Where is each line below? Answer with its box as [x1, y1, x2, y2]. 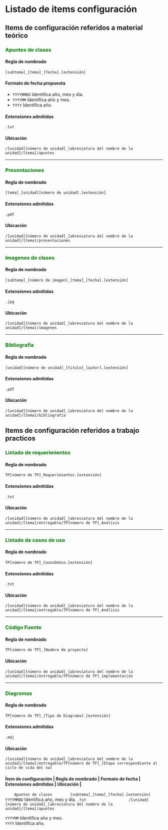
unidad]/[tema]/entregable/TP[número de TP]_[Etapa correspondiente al [5, 761, 157, 766]
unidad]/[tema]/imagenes [5, 325, 57, 331]
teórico [5, 31, 28, 40]
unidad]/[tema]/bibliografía [5, 413, 66, 418]
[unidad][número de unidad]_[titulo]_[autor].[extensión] [5, 365, 128, 370]
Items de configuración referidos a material [5, 24, 143, 32]
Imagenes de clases [5, 254, 55, 261]
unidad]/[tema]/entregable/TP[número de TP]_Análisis [5, 608, 120, 613]
